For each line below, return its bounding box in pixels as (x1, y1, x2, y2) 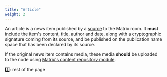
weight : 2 (5, 12, 26, 17)
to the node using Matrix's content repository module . (5, 56, 116, 62)
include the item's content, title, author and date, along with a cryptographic (5, 31, 161, 37)
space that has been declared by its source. (5, 41, 96, 47)
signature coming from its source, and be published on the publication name (5, 36, 162, 42)
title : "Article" (5, 7, 41, 12)
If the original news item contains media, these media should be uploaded (5, 51, 158, 57)
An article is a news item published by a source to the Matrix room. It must (5, 25, 159, 31)
